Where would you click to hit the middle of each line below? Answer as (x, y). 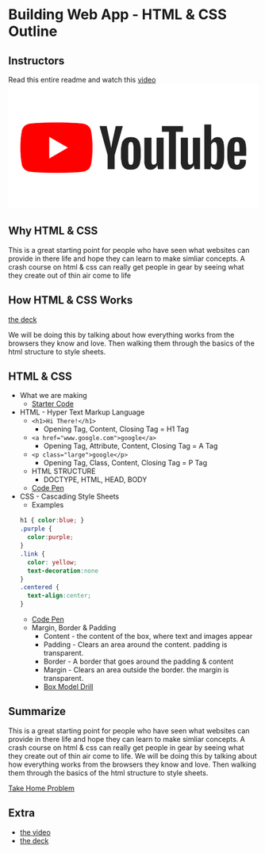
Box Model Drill (68, 687)
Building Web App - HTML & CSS (118, 15)
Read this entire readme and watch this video (82, 80)
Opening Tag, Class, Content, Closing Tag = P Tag (125, 463)
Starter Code (52, 404)
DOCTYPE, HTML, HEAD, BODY (95, 480)
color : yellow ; (52, 562)
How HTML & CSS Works (71, 300)
